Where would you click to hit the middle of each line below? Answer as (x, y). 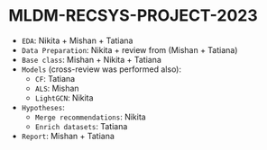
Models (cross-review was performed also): (101, 69)
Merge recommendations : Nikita (90, 117)
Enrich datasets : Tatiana (81, 126)
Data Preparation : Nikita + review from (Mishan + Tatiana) (129, 49)
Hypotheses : (43, 107)
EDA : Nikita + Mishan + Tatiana (77, 40)
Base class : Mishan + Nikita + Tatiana (91, 59)
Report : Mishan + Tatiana (68, 136)
